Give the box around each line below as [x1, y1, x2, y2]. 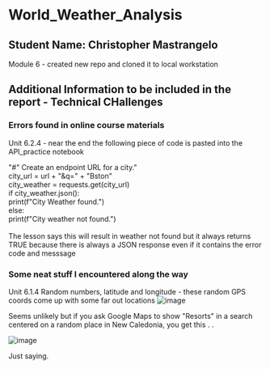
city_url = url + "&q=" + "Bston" [8, 171, 113, 180]
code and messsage [8, 248, 76, 258]
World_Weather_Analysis [8, 6, 184, 24]
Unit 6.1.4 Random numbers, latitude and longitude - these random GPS [8, 286, 247, 296]
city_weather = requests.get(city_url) [8, 180, 130, 189]
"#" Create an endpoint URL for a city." [8, 162, 137, 172]
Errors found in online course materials [8, 120, 165, 131]
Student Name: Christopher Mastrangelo [8, 38, 218, 52]
